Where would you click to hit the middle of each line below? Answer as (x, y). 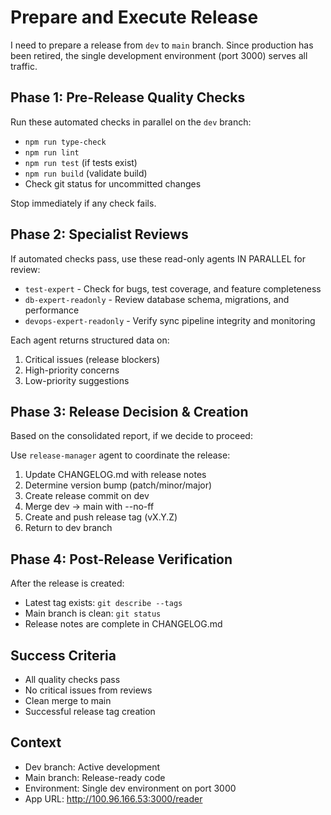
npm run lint (52, 152)
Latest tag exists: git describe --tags (103, 603)
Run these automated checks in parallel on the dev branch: (131, 122)
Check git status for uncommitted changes (113, 183)
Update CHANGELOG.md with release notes (115, 475)
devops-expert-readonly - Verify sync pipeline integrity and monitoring (170, 320)
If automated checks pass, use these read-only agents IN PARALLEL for (158, 258)
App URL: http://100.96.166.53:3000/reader (113, 798)
